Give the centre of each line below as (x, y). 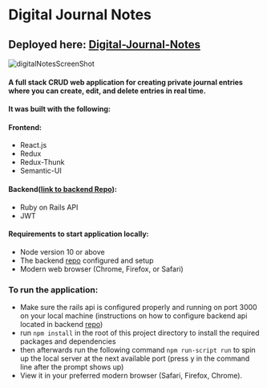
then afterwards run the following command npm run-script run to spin (138, 350)
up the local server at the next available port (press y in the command (135, 358)
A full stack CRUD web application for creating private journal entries (125, 82)
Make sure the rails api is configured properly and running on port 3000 (139, 308)
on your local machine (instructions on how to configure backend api (133, 316)
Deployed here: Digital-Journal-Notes (104, 45)
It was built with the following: (59, 109)
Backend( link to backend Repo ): (63, 189)
